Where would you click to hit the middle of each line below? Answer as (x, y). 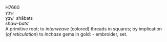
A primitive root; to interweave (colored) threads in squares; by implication (84, 29)
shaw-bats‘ (17, 23)
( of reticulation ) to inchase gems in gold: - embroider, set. (66, 34)
